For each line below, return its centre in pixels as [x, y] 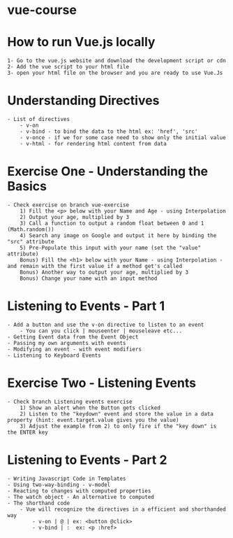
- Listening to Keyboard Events [54, 355]
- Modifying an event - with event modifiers [74, 349]
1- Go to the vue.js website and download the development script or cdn [117, 61]
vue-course [42, 10]
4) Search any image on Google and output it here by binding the [118, 236]
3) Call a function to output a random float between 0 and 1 [112, 223]
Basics [27, 186]
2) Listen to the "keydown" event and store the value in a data [117, 414]
